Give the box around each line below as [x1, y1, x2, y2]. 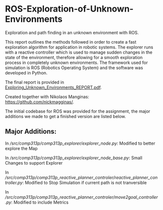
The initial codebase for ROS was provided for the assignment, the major [5, 108, 150, 114]
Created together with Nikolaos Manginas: [5, 93, 89, 100]
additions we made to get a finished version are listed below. [5, 113, 126, 119]
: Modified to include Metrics [11, 199, 69, 205]
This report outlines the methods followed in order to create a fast [5, 39, 137, 45]
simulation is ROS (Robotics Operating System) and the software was [5, 64, 143, 71]
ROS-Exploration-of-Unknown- [5, 3, 134, 15]
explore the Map [5, 145, 38, 151]
